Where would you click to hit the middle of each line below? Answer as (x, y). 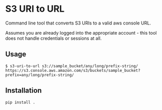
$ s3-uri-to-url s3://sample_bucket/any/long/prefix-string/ (72, 66)
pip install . (20, 102)
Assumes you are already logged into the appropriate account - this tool (81, 33)
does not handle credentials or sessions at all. (54, 38)
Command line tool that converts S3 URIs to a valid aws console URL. (78, 23)
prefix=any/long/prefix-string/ (40, 75)
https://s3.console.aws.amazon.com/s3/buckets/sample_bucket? (73, 70)
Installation (24, 90)
